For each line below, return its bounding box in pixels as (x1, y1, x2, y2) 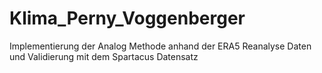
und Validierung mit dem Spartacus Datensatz (9, 50, 199, 62)
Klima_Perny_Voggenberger (9, 7, 246, 30)
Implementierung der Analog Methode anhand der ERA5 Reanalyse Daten (9, 40, 312, 52)
